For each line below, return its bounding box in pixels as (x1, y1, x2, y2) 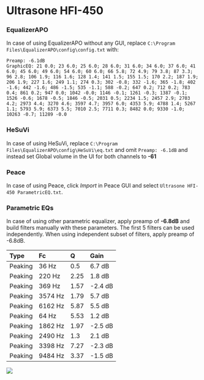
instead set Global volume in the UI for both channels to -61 (6, 153, 157, 160)
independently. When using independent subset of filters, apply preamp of (6, 230, 195, 238)
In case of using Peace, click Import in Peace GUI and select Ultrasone (6, 182, 185, 189)
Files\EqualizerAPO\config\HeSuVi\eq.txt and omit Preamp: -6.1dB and (6, 146, 188, 153)
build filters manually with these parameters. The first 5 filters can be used (6, 224, 195, 232)
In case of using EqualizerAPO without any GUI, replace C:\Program (6, 39, 176, 47)
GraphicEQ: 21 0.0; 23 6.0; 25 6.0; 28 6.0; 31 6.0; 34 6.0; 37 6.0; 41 (6, 63, 196, 69)
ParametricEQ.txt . (17, 188, 63, 196)
